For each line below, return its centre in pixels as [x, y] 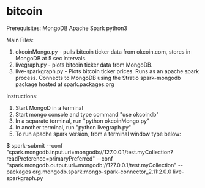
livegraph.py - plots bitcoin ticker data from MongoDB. [84, 65]
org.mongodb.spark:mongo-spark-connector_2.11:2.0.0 [102, 172]
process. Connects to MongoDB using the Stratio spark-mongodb [98, 78]
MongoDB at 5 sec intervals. [51, 58]
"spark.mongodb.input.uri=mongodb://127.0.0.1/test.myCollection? [90, 152]
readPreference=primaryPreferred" [51, 158]
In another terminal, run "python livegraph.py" [73, 127]
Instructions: [22, 96]
